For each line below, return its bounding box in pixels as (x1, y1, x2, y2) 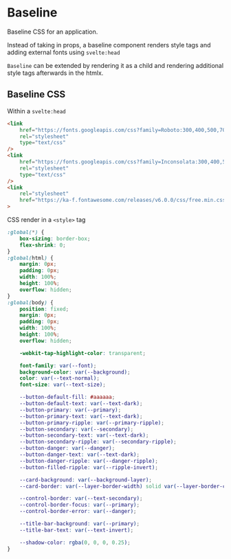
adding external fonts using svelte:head (7, 48, 120, 56)
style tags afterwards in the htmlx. (7, 69, 104, 77)
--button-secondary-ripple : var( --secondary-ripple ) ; (19, 438, 177, 446)
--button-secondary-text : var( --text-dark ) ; (19, 432, 149, 439)
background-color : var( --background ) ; (19, 369, 131, 376)
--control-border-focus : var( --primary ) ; (19, 501, 140, 509)
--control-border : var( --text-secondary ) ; (19, 495, 143, 502)
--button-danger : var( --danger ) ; (19, 445, 115, 452)
